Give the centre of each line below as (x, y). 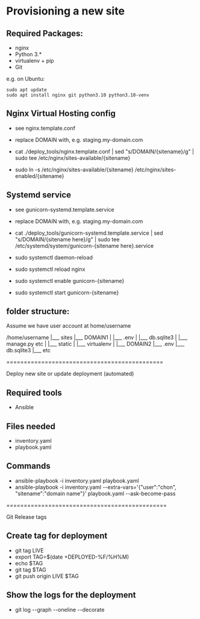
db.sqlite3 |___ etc (29, 351)
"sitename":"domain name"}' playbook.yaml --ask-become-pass (95, 494)
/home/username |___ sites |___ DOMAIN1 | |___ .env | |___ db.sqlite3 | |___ (97, 338)
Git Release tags (27, 516)
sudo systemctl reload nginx (50, 269)
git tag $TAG (30, 570)
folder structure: (38, 312)
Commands (29, 466)
